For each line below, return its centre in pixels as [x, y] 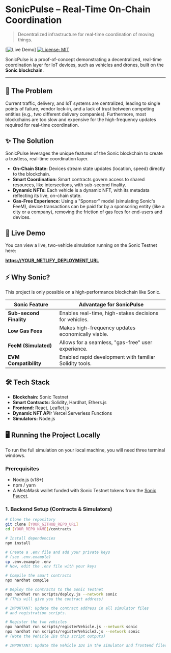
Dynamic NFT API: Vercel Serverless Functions [62, 413]
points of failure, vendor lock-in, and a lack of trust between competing [80, 108]
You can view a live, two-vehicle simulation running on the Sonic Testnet [81, 245]
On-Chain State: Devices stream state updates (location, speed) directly [89, 168]
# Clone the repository [31, 520]
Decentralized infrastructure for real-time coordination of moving [86, 34]
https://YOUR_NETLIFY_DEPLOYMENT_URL [52, 261]
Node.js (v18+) [28, 480]
